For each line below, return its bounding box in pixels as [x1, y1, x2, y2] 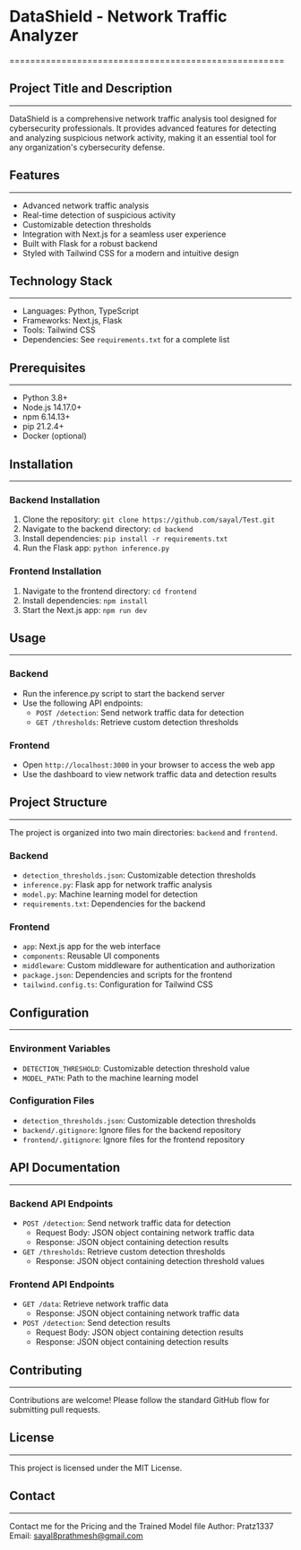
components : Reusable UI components [21, 950, 160, 961]
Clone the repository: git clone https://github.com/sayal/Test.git [21, 514, 276, 525]
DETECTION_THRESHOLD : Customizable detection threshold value [21, 1062, 251, 1073]
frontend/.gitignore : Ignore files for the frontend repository [21, 1134, 245, 1145]
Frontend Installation [9, 565, 102, 577]
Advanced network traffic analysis [21, 200, 150, 211]
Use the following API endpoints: [21, 697, 143, 708]
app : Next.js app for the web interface [21, 941, 161, 952]
